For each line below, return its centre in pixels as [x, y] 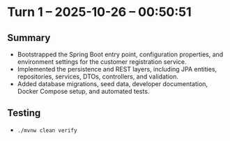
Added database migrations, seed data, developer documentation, [112, 84]
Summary [29, 38]
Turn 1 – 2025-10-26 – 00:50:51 [99, 12]
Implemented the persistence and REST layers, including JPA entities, [117, 69]
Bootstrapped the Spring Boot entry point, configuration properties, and [120, 54]
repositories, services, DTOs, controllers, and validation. [98, 76]
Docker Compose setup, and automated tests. [83, 91]
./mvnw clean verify [47, 130]
